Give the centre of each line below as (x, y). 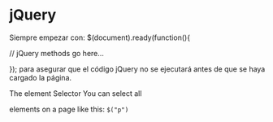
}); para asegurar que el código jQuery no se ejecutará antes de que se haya (137, 69)
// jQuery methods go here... (57, 53)
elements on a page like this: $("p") (69, 109)
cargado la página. (41, 77)
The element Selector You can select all (76, 93)
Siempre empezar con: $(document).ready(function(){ (100, 37)
